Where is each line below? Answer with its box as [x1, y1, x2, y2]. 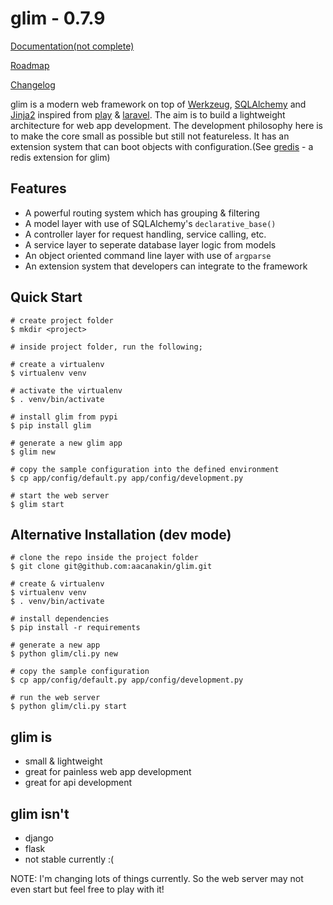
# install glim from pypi [10, 412, 118, 422]
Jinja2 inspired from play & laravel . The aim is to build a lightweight [10, 108, 286, 121]
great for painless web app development [24, 766, 192, 778]
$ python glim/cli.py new [10, 649, 118, 659]
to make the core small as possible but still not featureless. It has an [10, 130, 290, 142]
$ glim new [10, 447, 56, 457]
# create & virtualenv [10, 579, 105, 589]
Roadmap [10, 59, 50, 71]
